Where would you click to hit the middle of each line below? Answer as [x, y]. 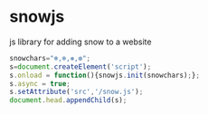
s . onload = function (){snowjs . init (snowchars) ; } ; [105, 75]
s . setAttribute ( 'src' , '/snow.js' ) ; [76, 92]
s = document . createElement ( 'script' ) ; [80, 66]
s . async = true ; [40, 83]
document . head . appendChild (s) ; [68, 100]
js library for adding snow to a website [80, 42]
